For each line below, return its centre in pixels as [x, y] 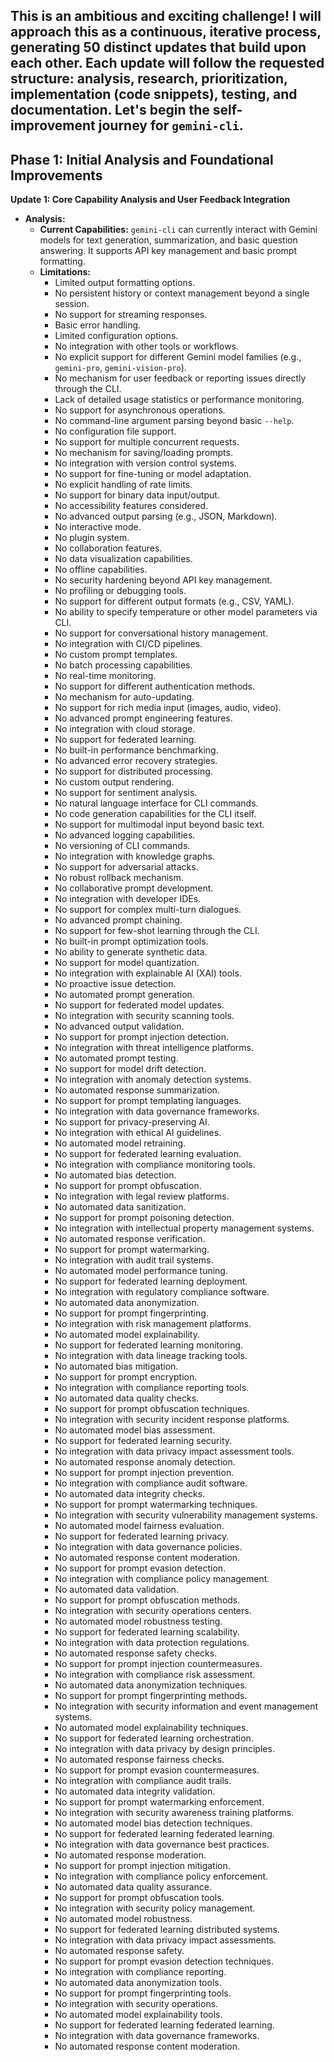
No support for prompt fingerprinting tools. [143, 1993]
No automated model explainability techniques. [151, 1728]
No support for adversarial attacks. [126, 867]
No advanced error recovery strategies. [136, 761]
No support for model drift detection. [130, 1069]
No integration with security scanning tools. [144, 1016]
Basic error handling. [98, 325]
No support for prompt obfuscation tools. [139, 1898]
